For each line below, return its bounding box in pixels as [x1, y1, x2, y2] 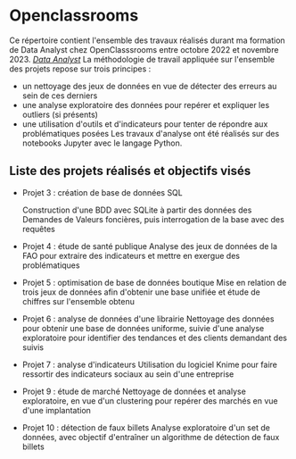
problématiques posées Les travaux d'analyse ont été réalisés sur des [21, 128, 280, 138]
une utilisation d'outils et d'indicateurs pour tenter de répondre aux [21, 118, 268, 129]
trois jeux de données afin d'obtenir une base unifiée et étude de [21, 287, 261, 297]
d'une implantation [21, 405, 92, 415]
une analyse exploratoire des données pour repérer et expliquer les [21, 99, 270, 110]
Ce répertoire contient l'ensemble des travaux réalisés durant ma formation [9, 35, 285, 46]
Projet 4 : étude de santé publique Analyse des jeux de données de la [21, 240, 278, 251]
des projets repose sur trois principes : [9, 63, 152, 74]
